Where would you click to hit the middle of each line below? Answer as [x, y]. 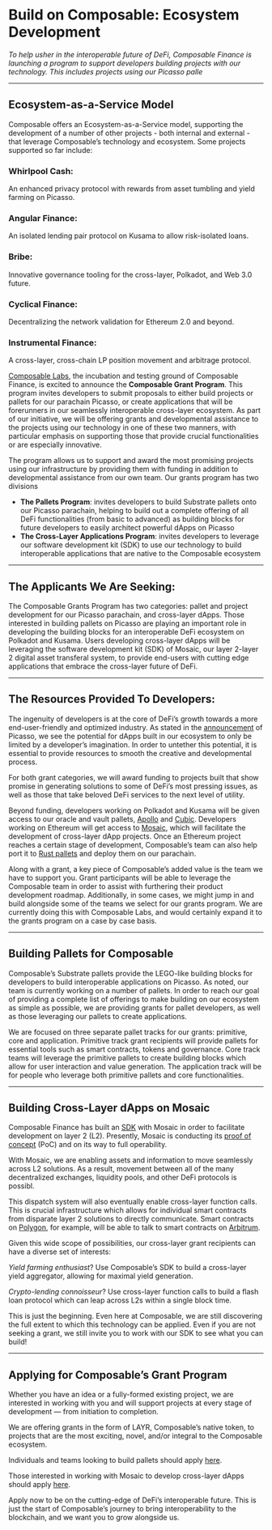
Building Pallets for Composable [91, 954]
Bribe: [21, 257]
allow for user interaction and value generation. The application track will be [135, 1066]
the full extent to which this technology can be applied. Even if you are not [132, 1324]
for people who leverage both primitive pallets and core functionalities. [126, 1075]
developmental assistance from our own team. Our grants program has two [134, 478]
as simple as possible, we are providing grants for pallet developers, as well [134, 1007]
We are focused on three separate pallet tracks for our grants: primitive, [128, 1032]
